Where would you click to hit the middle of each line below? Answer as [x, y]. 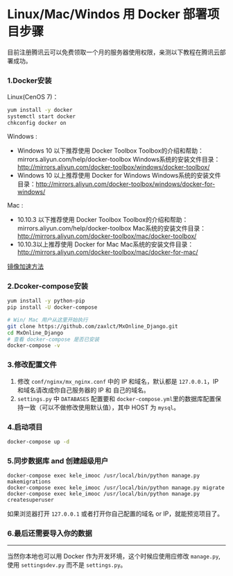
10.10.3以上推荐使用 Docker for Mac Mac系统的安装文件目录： [105, 244]
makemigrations [29, 482]
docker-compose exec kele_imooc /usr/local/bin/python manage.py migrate [116, 488]
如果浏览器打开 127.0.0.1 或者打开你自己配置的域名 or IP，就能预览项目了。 [115, 514]
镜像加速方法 [25, 266]
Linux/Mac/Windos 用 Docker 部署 [107, 14]
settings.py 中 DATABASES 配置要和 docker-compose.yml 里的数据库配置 [116, 398]
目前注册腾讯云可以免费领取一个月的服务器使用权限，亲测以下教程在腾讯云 [113, 52]
